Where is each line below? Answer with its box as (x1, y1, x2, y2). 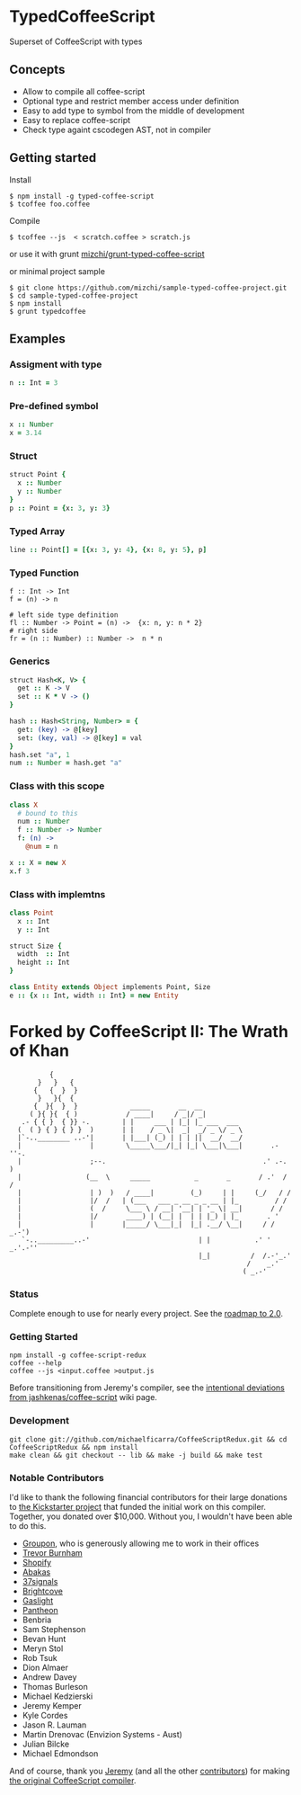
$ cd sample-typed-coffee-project (9, 290, 139, 300)
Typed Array (9, 524, 66, 537)
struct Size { (9, 942, 63, 951)
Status (9, 1288, 39, 1300)
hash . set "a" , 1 (9, 750, 70, 759)
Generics (9, 655, 50, 667)
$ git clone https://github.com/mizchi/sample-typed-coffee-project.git (9, 283, 288, 292)
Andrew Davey (22, 1671, 77, 1683)
